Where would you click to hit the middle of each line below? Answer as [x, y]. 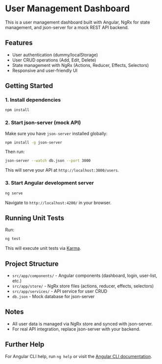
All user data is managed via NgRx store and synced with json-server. [82, 324]
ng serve [14, 193]
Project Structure [32, 264]
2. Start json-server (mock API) [43, 122]
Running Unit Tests [35, 218]
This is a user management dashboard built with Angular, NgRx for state [78, 22]
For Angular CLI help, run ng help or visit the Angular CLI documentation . [79, 356]
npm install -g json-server [34, 142]
